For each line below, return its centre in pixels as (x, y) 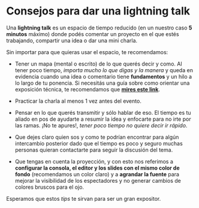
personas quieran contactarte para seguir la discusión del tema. (94, 150)
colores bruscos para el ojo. (49, 187)
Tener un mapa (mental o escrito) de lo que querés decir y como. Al (98, 64)
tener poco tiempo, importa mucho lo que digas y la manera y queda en (104, 70)
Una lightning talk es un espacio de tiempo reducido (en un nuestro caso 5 (99, 28)
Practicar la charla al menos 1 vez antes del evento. (78, 101)
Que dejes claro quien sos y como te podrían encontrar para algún (97, 137)
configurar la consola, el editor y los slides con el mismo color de (97, 168)
